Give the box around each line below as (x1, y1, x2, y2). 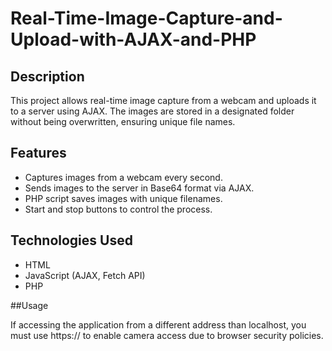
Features (10, 145, 67, 162)
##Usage (10, 299, 49, 311)
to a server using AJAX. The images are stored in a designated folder (10, 105, 295, 117)
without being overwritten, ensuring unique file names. (10, 116, 236, 127)
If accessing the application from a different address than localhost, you (10, 318, 307, 331)
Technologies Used (10, 232, 133, 249)
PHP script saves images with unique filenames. (24, 192, 223, 204)
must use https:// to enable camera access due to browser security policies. (10, 329, 324, 341)
